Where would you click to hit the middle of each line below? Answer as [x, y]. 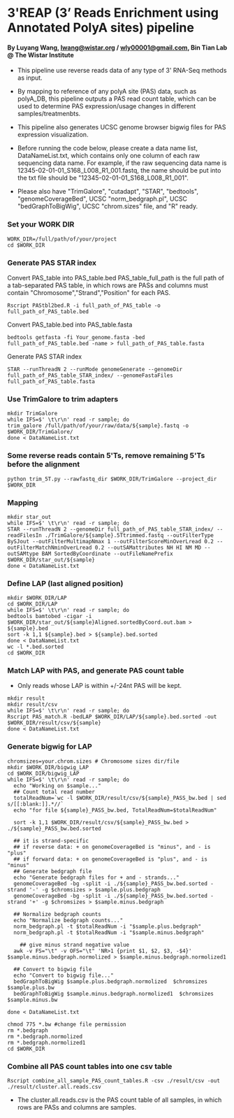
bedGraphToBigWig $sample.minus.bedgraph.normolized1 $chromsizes [114, 994]
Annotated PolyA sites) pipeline [101, 28]
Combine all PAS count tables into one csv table [90, 1066]
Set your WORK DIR [41, 224]
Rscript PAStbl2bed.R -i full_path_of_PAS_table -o [84, 306]
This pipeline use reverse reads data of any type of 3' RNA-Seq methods [122, 71]
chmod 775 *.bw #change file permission [67, 1024]
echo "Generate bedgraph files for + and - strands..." [96, 877]
